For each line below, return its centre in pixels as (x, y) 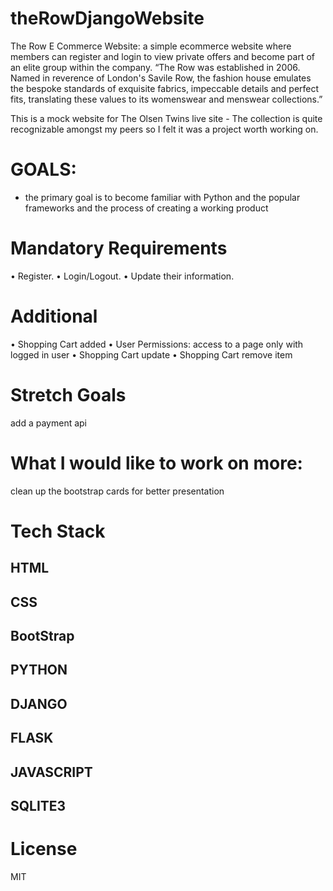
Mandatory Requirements (119, 248)
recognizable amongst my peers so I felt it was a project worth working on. (164, 129)
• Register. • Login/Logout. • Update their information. (122, 276)
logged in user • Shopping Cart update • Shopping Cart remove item (151, 354)
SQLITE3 (38, 805)
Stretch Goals (68, 394)
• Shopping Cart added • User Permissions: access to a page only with (157, 344)
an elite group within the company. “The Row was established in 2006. (155, 67)
